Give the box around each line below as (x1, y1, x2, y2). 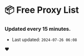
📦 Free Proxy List (4, 4, 79, 16)
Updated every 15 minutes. (4, 26, 71, 33)
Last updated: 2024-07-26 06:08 (11, 37, 78, 43)
